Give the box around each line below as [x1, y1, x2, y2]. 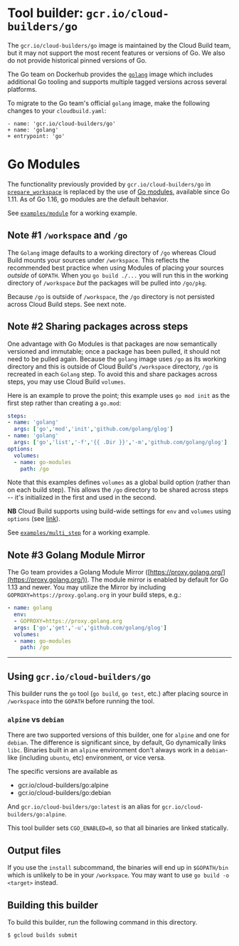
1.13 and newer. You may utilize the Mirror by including [7, 583, 166, 592]
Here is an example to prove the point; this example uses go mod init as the [7, 391, 230, 399]
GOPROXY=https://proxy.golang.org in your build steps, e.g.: [7, 591, 182, 599]
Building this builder [7, 899, 98, 911]
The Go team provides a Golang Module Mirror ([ [7, 568, 151, 577]
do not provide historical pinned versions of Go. [7, 56, 147, 65]
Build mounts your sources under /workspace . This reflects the [7, 256, 190, 264]
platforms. [7, 85, 38, 93]
